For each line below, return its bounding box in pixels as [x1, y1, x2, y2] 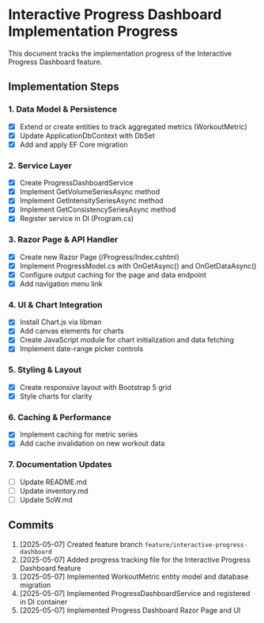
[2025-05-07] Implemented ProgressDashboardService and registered [19, 588, 251, 598]
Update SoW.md [19, 495, 73, 504]
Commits [8, 518, 54, 532]
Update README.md [19, 477, 87, 487]
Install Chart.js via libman [19, 317, 102, 327]
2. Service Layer [8, 160, 73, 171]
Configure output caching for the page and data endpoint [19, 269, 207, 279]
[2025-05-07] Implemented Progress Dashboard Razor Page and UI [19, 605, 241, 615]
